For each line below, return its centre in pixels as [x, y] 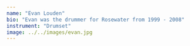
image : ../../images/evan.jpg [50, 32]
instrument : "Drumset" [39, 26]
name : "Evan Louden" [36, 13]
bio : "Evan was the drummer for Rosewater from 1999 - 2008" [96, 20]
